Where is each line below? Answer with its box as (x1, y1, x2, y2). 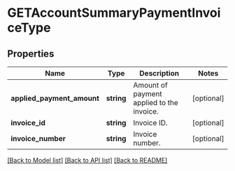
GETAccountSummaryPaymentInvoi (7, 5, 221, 21)
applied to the (132, 98, 178, 107)
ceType (7, 20, 51, 36)
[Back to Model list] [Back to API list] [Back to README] (7, 156, 168, 164)
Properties (7, 48, 55, 60)
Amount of (132, 81, 168, 90)
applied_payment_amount (10, 93, 100, 103)
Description (139, 69, 180, 78)
